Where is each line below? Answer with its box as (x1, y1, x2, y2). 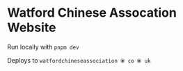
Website (7, 19, 56, 35)
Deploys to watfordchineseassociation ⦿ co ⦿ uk (7, 56, 151, 64)
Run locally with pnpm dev (7, 42, 79, 51)
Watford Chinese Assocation (7, 5, 177, 21)
